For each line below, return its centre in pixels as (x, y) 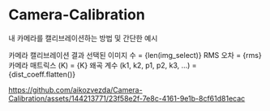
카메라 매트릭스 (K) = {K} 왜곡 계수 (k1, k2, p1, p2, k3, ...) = (103, 65)
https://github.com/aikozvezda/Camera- (76, 89)
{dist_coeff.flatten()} (42, 74)
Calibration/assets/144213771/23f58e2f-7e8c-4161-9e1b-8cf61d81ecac (127, 98)
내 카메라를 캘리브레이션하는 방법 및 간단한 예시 (83, 38)
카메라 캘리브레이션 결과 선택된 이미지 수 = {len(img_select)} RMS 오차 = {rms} (135, 55)
